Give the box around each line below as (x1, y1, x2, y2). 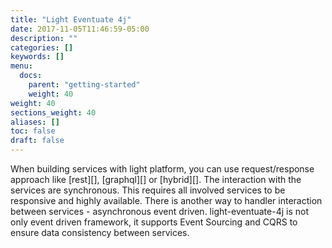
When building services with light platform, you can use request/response (10, 163, 315, 175)
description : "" (10, 33, 78, 43)
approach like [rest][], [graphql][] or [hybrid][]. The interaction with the (10, 174, 302, 185)
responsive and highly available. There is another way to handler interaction (10, 195, 323, 206)
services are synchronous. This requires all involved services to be (10, 184, 286, 196)
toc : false (10, 126, 56, 136)
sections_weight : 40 (10, 107, 97, 118)
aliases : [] (10, 117, 60, 127)
